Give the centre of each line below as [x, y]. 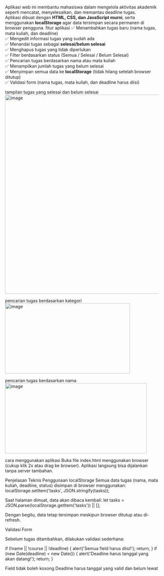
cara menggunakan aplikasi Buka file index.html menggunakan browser [77, 460]
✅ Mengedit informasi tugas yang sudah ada [50, 38]
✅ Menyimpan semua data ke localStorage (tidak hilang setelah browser [78, 71]
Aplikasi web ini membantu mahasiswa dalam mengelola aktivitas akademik [81, 7]
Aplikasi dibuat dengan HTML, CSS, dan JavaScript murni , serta [70, 17]
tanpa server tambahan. [29, 471]
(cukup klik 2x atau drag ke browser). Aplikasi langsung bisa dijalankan [76, 465]
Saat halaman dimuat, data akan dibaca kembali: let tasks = [65, 500]
